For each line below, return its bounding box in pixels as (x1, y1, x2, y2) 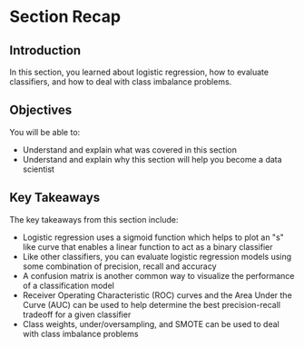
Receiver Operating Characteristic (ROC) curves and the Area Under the (22, 289, 292, 301)
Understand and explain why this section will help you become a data (22, 154, 283, 164)
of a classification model (22, 280, 115, 291)
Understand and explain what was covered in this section (22, 144, 238, 155)
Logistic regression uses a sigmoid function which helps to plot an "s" (22, 232, 284, 243)
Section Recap (9, 6, 121, 27)
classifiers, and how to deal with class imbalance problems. (9, 76, 232, 87)
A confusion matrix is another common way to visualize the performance (22, 270, 295, 281)
